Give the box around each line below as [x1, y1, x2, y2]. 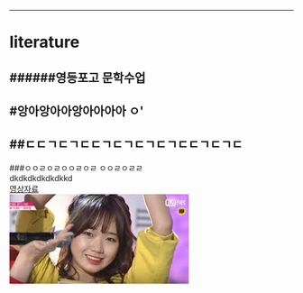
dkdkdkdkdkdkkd [9, 172, 73, 183]
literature [9, 32, 80, 52]
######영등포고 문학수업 [9, 69, 146, 86]
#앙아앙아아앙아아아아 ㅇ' [9, 103, 144, 118]
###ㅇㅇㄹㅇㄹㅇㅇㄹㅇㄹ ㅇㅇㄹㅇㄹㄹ [9, 162, 143, 173]
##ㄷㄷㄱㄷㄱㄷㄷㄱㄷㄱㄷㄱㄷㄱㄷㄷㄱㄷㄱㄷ [9, 137, 243, 152]
